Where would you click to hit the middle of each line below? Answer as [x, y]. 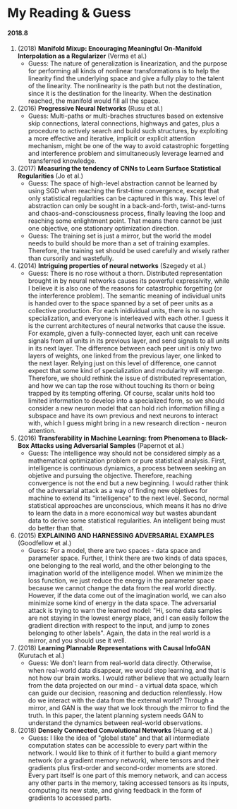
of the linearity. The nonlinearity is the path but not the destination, [125, 86]
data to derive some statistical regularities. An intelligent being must [127, 521]
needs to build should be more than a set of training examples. [119, 243]
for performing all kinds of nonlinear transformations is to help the [124, 71]
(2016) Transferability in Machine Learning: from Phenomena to [113, 438]
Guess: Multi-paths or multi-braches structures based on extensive [126, 116]
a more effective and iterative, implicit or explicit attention [111, 138]
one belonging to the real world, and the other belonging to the [119, 566]
